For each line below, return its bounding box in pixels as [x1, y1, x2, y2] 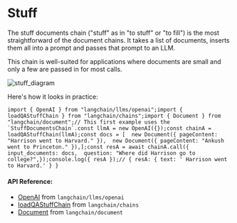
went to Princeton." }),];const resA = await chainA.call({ [7, 143, 190, 151]
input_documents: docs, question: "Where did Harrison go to [7, 149, 196, 157]
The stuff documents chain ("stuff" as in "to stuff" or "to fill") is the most [7, 28, 219, 37]
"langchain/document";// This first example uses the [7, 119, 171, 126]
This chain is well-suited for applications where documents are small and [7, 57, 222, 65]
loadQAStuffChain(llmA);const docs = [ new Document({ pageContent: [7, 131, 218, 138]
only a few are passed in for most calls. [7, 65, 122, 73]
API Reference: [7, 177, 53, 185]
